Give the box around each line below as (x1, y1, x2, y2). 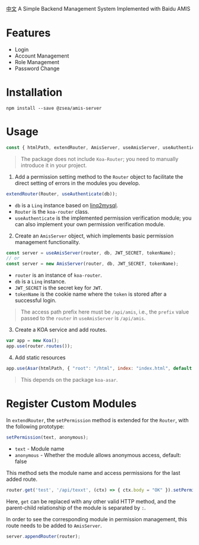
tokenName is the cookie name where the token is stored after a (14, 290, 167, 298)
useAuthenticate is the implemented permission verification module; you (14, 214, 192, 221)
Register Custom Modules (6, 397, 137, 410)
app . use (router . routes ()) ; (6, 343, 73, 349)
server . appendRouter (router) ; (6, 533, 81, 539)
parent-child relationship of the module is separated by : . (6, 504, 146, 511)
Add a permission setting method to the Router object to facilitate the (14, 173, 184, 180)
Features (6, 26, 51, 40)
